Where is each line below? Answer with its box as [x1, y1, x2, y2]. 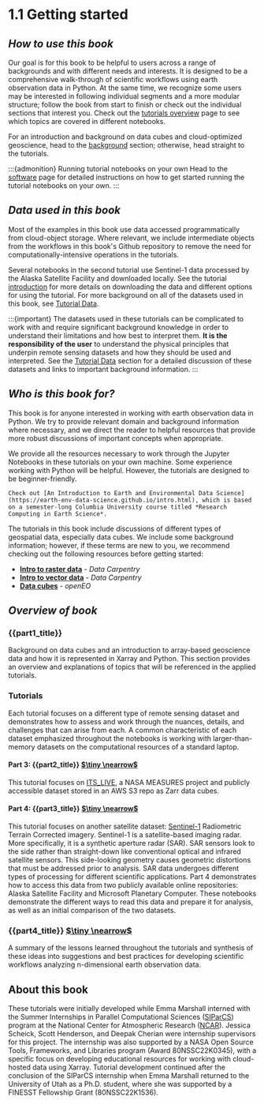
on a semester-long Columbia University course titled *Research [8, 503, 227, 511]
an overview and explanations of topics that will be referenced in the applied [8, 662, 256, 672]
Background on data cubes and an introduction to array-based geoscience [8, 645, 251, 655]
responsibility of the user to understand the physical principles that [8, 339, 229, 348]
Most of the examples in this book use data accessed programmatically [8, 224, 240, 234]
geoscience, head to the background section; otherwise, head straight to [8, 141, 245, 149]
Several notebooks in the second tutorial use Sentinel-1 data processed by [8, 265, 250, 274]
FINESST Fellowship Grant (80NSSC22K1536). [8, 1088, 159, 1097]
